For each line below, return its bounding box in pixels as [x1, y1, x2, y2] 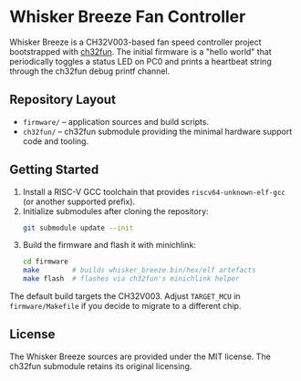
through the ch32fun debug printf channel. [9, 66, 171, 77]
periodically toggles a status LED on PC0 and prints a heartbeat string [9, 56, 272, 67]
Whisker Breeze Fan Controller [9, 6, 246, 27]
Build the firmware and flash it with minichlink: [22, 240, 196, 251]
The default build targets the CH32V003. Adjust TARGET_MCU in [9, 291, 241, 302]
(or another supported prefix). [22, 196, 136, 207]
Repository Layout [9, 92, 117, 108]
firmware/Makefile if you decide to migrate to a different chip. [9, 301, 242, 312]
